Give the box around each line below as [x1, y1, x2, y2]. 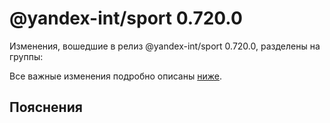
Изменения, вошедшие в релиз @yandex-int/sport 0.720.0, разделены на [9, 40, 321, 52]
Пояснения [9, 99, 83, 116]
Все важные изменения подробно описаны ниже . [9, 70, 222, 82]
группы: [9, 50, 44, 62]
